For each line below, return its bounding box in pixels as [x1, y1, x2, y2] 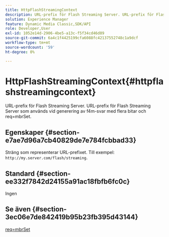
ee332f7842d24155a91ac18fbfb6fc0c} [5, 177, 130, 186]
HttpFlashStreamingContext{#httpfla [5, 75, 164, 87]
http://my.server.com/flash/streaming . [5, 154, 88, 161]
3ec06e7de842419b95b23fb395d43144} [5, 213, 138, 221]
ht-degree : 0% [5, 49, 35, 54]
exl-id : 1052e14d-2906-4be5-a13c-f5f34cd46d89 [5, 31, 105, 36]
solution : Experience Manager [5, 17, 69, 22]
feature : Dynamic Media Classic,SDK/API [5, 21, 92, 27]
